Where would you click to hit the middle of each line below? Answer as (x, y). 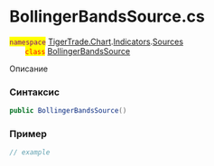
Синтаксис (35, 92)
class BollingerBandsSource (78, 51)
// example (30, 152)
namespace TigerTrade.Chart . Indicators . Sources (96, 41)
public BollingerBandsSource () (68, 111)
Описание (28, 69)
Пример (28, 134)
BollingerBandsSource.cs (107, 17)
